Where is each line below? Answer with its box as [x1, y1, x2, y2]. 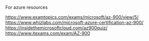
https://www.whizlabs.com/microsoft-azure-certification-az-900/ [5, 20, 144, 25]
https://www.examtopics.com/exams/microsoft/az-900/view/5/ [5, 14, 139, 20]
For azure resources [5, 5, 48, 10]
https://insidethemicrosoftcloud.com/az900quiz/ [5, 25, 108, 31]
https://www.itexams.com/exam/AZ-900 [5, 30, 91, 36]
